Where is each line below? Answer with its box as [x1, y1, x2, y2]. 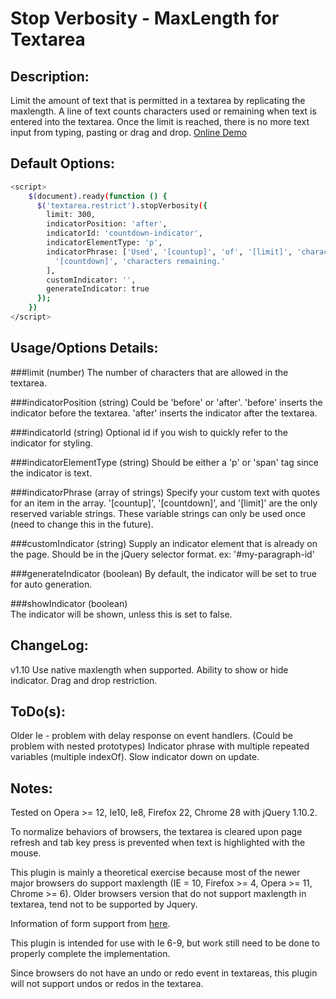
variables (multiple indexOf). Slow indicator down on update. [10, 751, 260, 763]
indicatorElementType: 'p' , [46, 238, 163, 248]
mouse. [10, 847, 42, 859]
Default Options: [10, 155, 116, 172]
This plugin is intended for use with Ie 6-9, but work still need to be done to [10, 937, 320, 949]
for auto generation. [10, 578, 93, 590]
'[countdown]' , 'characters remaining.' [54, 256, 226, 266]
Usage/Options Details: [10, 340, 159, 357]
